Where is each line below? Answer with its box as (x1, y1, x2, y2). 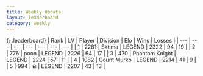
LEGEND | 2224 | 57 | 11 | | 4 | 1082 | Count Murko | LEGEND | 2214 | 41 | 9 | (6, 56, 196, 64)
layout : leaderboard (6, 15, 59, 21)
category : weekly (6, 20, 51, 26)
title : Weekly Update (6, 9, 62, 15)
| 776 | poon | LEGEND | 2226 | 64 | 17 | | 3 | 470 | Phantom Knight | (6, 50, 176, 57)
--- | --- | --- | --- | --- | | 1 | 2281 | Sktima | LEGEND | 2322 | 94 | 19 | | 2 (13, 43, 196, 50)
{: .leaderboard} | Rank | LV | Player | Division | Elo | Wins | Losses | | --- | (6, 37, 191, 44)
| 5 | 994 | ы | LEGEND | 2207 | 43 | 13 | (6, 63, 105, 70)
